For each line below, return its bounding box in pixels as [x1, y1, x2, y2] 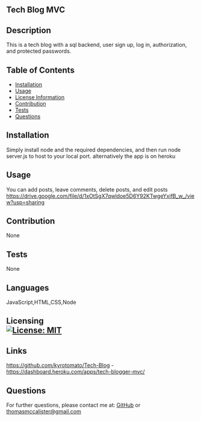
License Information [14, 94, 65, 101]
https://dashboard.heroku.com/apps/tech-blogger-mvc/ [6, 368, 146, 375]
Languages [6, 282, 49, 293]
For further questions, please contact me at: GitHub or [6, 402, 141, 409]
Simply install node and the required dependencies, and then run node [6, 146, 181, 153]
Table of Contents [6, 65, 75, 75]
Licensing [6, 316, 44, 326]
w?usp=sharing [6, 198, 45, 206]
